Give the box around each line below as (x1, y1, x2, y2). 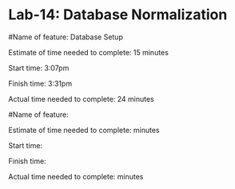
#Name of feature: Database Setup (8, 32, 124, 42)
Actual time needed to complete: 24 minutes (8, 94, 154, 103)
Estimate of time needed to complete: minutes (8, 125, 160, 135)
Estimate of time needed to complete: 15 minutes (8, 47, 169, 57)
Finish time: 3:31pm (8, 78, 73, 88)
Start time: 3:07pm (8, 62, 70, 73)
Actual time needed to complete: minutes (8, 171, 144, 181)
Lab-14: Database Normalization (8, 6, 228, 24)
